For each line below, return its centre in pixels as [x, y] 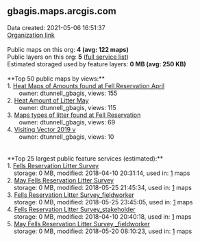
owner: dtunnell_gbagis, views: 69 [67, 122]
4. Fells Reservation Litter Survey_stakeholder [71, 209]
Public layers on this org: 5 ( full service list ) [68, 57]
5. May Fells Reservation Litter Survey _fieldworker [78, 224]
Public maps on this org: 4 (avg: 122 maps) [68, 49]
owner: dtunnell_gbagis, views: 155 [68, 93]
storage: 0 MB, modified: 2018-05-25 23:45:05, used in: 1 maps [103, 202]
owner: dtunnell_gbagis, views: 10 [66, 137]
